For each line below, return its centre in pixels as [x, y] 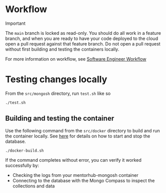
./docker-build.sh [24, 151]
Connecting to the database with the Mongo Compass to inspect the [84, 181]
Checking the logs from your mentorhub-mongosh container [75, 175]
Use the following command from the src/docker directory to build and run [83, 130]
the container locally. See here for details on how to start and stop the [78, 136]
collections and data [34, 186]
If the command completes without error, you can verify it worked [73, 160]
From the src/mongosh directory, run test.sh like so [58, 93]
